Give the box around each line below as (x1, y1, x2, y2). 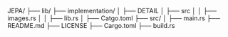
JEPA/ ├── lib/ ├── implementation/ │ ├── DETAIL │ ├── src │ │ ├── (7, 7, 217, 15)
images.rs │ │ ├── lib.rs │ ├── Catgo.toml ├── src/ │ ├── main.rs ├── (7, 14, 221, 22)
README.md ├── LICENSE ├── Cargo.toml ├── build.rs (7, 22, 175, 29)
